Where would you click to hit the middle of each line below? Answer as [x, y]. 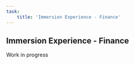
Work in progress [27, 55]
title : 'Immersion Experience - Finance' [69, 17]
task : [13, 11]
